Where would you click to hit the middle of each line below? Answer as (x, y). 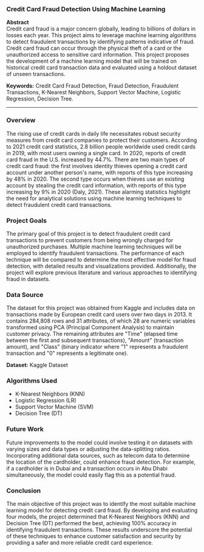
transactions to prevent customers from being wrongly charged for (90, 240)
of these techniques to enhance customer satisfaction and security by (94, 536)
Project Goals (27, 220)
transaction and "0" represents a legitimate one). (67, 353)
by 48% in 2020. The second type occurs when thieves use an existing (95, 179)
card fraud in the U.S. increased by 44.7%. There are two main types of (96, 159)
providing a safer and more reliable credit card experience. (80, 543)
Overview (21, 121)
